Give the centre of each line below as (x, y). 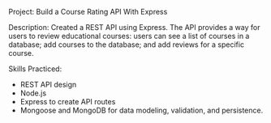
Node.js (33, 93)
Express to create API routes (68, 102)
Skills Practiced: (35, 69)
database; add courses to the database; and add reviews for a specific (127, 45)
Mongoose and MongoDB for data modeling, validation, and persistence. (142, 110)
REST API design (48, 85)
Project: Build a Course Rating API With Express (88, 12)
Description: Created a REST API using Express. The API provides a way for (134, 27)
